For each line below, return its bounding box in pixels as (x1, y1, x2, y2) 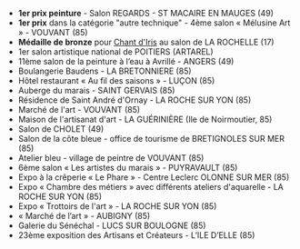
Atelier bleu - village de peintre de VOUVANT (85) (17, 153, 205, 163)
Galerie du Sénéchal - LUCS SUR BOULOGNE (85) (17, 220, 206, 231)
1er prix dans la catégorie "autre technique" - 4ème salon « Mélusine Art (17, 17, 291, 28)
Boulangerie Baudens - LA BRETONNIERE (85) (17, 65, 193, 76)
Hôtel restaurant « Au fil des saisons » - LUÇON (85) (17, 75, 215, 85)
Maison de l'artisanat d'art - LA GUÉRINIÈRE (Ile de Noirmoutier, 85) (17, 114, 273, 124)
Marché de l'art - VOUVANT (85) (17, 105, 141, 115)
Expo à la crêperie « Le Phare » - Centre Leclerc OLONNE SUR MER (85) (17, 172, 290, 183)
